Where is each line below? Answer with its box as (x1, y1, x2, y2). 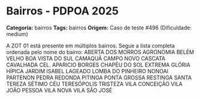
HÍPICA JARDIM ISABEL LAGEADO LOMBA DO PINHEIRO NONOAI (6, 67, 169, 74)
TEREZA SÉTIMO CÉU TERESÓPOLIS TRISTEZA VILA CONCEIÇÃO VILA (6, 80, 183, 88)
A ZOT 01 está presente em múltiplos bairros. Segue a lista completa (6, 42, 175, 49)
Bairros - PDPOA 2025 (6, 4, 119, 18)
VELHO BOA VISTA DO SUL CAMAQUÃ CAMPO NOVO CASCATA (6, 55, 166, 62)
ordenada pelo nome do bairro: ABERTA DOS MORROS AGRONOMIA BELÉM (6, 48, 195, 55)
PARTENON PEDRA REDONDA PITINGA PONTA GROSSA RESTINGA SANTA (6, 74, 192, 81)
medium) (6, 30, 29, 37)
